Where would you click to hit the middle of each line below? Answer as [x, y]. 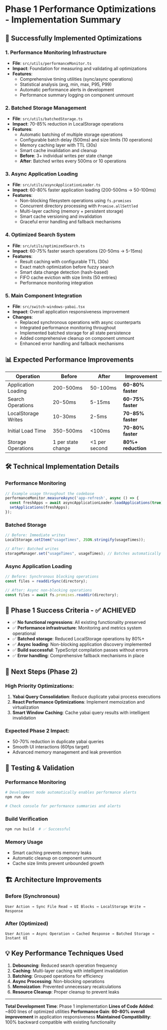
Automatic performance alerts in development [67, 89]
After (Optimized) [27, 923]
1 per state [66, 442]
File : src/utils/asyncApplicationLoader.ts [56, 185]
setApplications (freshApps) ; [40, 508]
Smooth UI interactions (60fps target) [51, 747]
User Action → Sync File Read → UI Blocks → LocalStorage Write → [75, 906]
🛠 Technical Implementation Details [62, 467]
